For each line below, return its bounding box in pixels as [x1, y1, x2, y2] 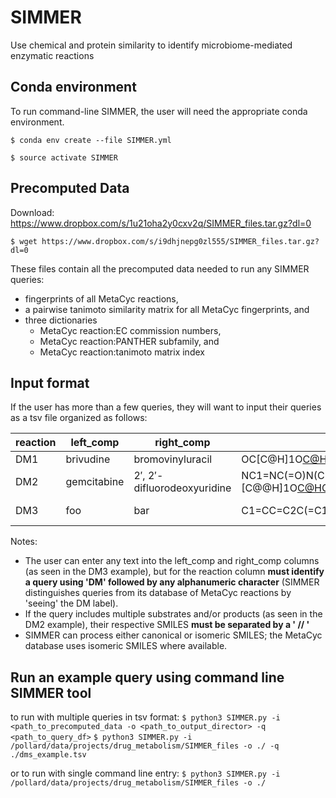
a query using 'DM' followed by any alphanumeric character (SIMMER [24, 576, 320, 588]
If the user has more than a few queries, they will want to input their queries [10, 401, 322, 413]
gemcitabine [65, 475, 125, 489]
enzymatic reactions [10, 49, 95, 61]
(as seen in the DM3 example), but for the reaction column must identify [24, 566, 325, 578]
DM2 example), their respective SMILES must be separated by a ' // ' [24, 619, 310, 631]
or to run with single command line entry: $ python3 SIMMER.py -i [10, 767, 281, 780]
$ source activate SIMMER [10, 152, 118, 163]
